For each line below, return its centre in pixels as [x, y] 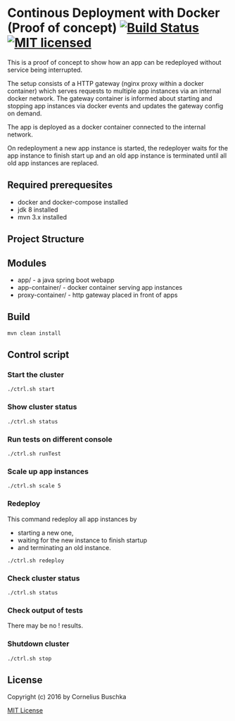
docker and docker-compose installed [72, 202]
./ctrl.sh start [31, 389]
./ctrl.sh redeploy [36, 561]
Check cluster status [44, 578]
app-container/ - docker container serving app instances [100, 287]
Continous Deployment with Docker [114, 13]
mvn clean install [34, 333]
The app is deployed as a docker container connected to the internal [107, 127]
